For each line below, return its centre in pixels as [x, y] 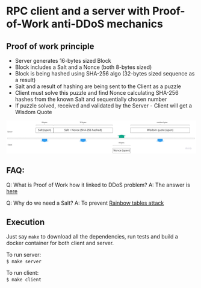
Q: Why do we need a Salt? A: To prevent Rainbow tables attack [85, 203]
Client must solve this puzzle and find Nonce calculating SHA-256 [97, 93]
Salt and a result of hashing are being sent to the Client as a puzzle [98, 86]
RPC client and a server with [78, 11]
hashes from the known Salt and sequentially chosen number [91, 99]
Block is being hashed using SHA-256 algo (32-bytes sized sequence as [105, 73]
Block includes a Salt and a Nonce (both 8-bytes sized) [83, 67]
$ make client [24, 280]
